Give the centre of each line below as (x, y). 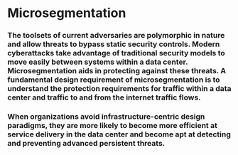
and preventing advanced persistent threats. (86, 144)
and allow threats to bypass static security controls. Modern (114, 44)
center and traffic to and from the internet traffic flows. (104, 97)
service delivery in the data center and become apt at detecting (119, 134)
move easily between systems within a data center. (98, 62)
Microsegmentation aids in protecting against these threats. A (117, 71)
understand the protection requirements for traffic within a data (119, 89)
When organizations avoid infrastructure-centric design (106, 117)
